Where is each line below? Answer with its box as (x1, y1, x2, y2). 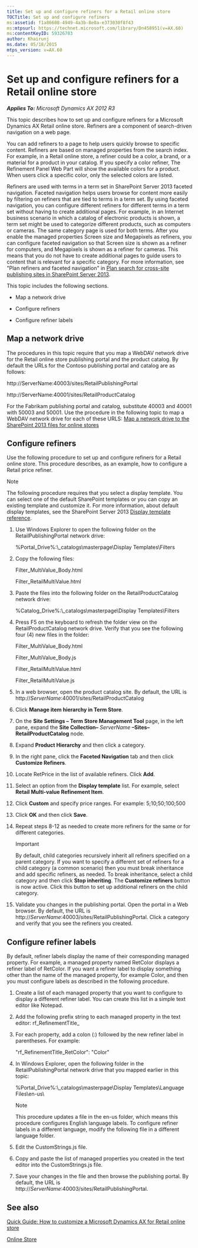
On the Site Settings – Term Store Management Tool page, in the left (15, 718, 184, 725)
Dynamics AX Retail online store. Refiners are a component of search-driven (6, 122, 192, 129)
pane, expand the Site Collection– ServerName (15, 724, 131, 731)
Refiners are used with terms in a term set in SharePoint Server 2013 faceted (6, 183, 193, 190)
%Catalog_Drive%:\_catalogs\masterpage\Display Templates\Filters (15, 607, 180, 614)
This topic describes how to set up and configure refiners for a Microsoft (6, 116, 183, 123)
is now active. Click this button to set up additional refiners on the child (15, 884, 188, 891)
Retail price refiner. (6, 467, 53, 474)
